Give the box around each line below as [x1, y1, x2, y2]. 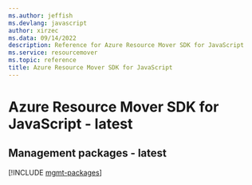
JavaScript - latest [8, 115, 133, 132]
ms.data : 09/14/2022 [8, 33, 77, 42]
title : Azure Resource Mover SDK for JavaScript [8, 64, 173, 72]
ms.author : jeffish [8, 11, 73, 20]
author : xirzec [8, 26, 59, 34]
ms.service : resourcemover [8, 49, 98, 57]
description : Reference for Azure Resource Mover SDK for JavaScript [8, 41, 245, 49]
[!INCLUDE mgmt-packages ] [8, 167, 102, 177]
